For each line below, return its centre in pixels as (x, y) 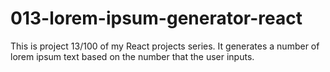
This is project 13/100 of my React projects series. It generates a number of (165, 46)
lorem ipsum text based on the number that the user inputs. (132, 56)
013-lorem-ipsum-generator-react (156, 18)
